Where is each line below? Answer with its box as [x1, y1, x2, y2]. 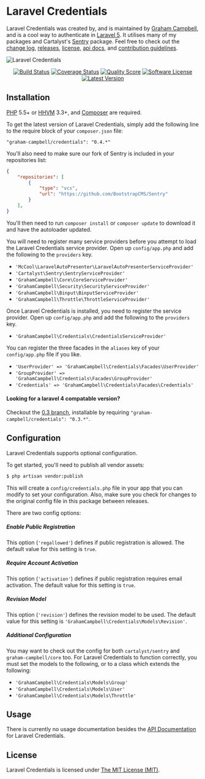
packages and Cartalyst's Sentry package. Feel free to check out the [6, 37, 180, 45]
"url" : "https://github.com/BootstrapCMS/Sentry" [39, 191, 168, 197]
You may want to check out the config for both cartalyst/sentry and [6, 647, 180, 654]
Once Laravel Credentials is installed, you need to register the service [6, 307, 182, 315]
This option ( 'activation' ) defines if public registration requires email [6, 574, 182, 582]
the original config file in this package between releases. [6, 497, 149, 504]
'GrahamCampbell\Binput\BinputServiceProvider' [15, 290, 139, 296]
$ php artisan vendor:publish [6, 473, 84, 479]
